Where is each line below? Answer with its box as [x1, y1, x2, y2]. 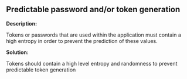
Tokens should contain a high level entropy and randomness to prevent [6, 60, 178, 67]
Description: [6, 20, 37, 27]
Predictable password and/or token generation [6, 5, 181, 15]
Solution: [6, 49, 29, 56]
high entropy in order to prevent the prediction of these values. [6, 37, 158, 44]
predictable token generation [6, 66, 76, 73]
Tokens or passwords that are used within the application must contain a [6, 31, 182, 38]
